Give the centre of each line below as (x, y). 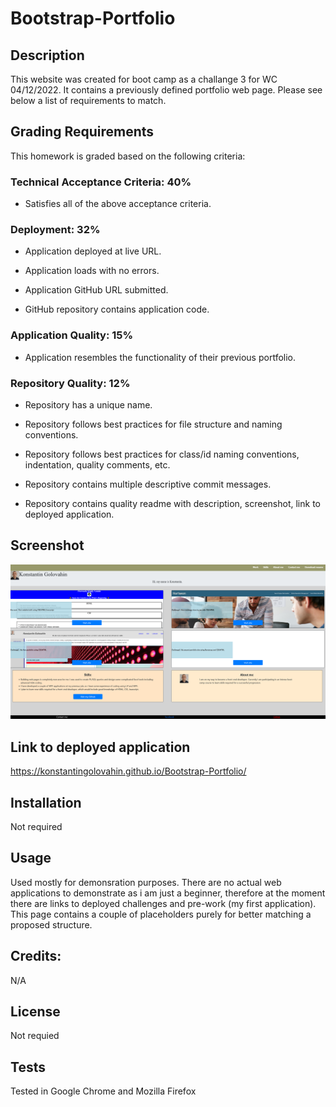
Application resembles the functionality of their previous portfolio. (160, 357)
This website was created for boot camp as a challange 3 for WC (144, 79)
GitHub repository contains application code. (117, 309)
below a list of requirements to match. (88, 100)
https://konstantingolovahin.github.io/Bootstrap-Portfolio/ (128, 771)
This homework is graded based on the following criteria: (128, 156)
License (35, 1012)
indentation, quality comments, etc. (97, 465)
